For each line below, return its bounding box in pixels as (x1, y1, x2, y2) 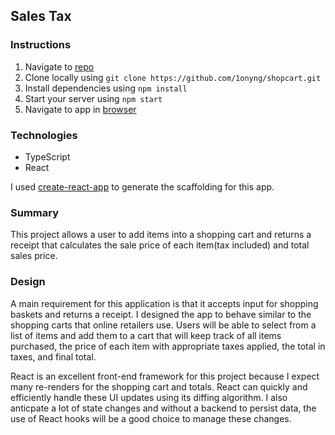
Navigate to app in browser (24, 103, 137, 115)
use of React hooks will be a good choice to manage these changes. (10, 412, 292, 424)
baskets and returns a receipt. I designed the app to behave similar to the (10, 308, 312, 320)
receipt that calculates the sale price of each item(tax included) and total (10, 239, 310, 251)
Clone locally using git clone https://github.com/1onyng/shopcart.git (24, 71, 322, 83)
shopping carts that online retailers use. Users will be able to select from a (10, 319, 317, 331)
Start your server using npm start (24, 92, 163, 104)
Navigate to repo (24, 60, 95, 73)
